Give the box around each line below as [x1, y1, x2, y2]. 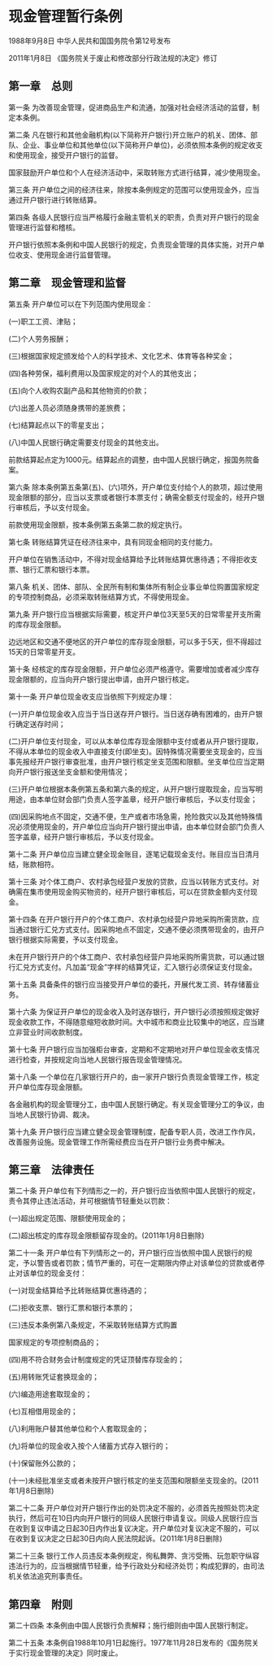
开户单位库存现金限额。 [8, 1082, 87, 1092]
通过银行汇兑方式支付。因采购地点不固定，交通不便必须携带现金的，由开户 [15, 924, 265, 934]
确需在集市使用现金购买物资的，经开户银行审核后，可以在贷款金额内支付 [8, 887, 250, 896]
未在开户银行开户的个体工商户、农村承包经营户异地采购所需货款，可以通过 [8, 952, 258, 961]
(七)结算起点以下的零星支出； [8, 420, 107, 429]
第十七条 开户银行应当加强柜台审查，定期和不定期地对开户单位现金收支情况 [8, 1044, 260, 1054]
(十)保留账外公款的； [8, 1458, 79, 1468]
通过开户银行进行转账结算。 [8, 194, 102, 204]
